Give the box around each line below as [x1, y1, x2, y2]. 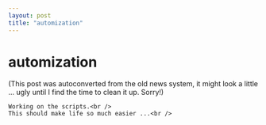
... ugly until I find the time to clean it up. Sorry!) [8, 88, 164, 97]
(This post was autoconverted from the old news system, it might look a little [8, 79, 259, 89]
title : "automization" [8, 19, 83, 27]
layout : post [8, 11, 52, 20]
